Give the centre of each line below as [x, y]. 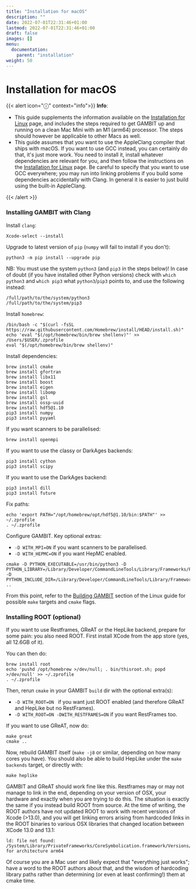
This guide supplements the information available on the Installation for [100, 117]
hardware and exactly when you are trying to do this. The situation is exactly [98, 799]
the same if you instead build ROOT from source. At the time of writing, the [96, 805]
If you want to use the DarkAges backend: [57, 477]
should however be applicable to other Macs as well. [78, 136]
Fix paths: [18, 504]
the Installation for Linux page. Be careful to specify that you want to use [102, 167]
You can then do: [27, 653]
